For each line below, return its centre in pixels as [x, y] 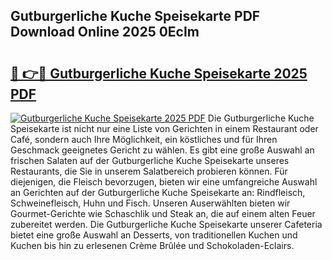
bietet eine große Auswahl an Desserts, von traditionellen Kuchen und [154, 235]
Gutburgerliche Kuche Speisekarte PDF [135, 16]
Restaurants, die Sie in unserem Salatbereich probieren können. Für [149, 171]
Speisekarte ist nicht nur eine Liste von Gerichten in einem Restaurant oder [164, 128]
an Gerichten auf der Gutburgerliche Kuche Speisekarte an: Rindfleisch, [158, 192]
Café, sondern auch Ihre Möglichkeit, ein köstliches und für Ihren [144, 139]
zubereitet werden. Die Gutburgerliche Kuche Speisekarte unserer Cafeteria [166, 224]
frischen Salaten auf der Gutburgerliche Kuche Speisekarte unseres [150, 160]
